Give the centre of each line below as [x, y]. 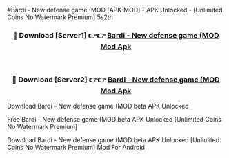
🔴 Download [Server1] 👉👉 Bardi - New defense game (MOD [116, 35]
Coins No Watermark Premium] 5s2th [60, 17]
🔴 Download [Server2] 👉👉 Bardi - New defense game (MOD [116, 80]
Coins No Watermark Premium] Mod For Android [76, 147]
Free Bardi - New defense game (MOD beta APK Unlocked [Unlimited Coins [114, 119]
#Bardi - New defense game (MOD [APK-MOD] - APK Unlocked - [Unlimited [115, 10]
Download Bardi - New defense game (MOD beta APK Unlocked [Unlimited [113, 139]
